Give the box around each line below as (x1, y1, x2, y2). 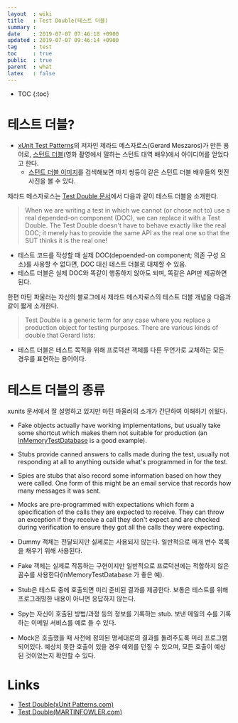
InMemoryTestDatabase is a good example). (17, 437, 147, 445)
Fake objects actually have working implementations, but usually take (17, 421, 222, 430)
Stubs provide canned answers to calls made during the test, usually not (17, 450, 229, 459)
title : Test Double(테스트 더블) (7, 17, 109, 24)
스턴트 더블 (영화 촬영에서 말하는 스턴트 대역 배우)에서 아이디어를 (33, 150, 210, 159)
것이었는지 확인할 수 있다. (25, 651, 96, 660)
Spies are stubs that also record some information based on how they (17, 471, 222, 480)
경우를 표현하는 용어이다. (17, 355, 87, 363)
